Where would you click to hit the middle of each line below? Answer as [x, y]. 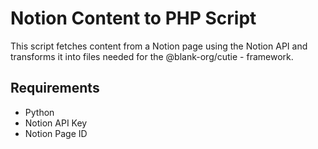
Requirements [55, 88]
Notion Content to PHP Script [133, 18]
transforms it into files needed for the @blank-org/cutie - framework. [152, 56]
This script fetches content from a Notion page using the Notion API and [159, 46]
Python [39, 112]
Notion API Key [56, 123]
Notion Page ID [56, 133]
